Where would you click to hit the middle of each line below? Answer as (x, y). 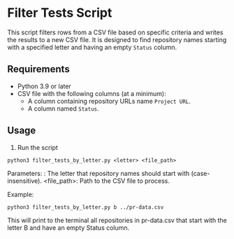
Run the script (37, 147)
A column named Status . (63, 108)
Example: (21, 194)
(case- (200, 173)
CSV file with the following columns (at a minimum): (92, 93)
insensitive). (24, 181)
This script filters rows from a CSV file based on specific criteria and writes (115, 32)
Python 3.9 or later (44, 86)
